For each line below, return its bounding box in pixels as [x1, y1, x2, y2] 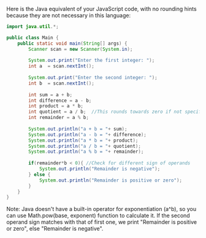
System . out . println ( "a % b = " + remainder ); [28, 148, 144, 155]
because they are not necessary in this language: [6, 12, 131, 19]
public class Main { [6, 34, 59, 40]
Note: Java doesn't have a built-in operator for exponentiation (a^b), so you [6, 205, 197, 213]
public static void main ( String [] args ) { [17, 40, 128, 47]
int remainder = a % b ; [28, 115, 89, 121]
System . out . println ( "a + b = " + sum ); [28, 126, 128, 132]
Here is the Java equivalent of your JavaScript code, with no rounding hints [6, 6, 197, 12]
